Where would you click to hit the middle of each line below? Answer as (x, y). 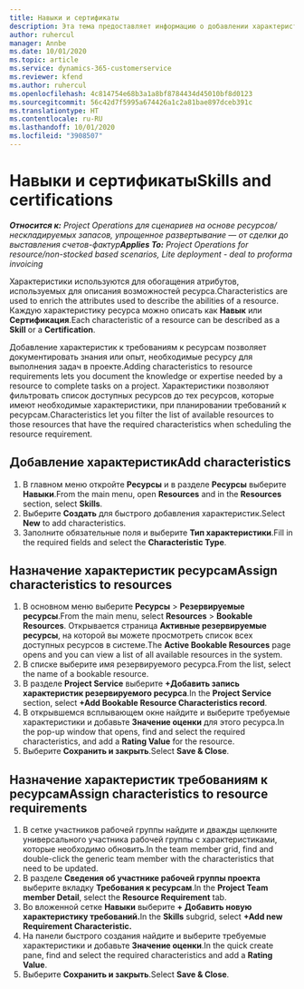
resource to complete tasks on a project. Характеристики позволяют (139, 386)
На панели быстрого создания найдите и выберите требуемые (144, 936)
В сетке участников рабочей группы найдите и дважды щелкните (150, 830)
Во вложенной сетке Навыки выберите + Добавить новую (137, 907)
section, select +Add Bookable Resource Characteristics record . (145, 703)
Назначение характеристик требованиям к (139, 780)
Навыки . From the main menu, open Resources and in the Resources (152, 494)
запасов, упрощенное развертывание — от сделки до (183, 235)
